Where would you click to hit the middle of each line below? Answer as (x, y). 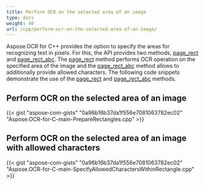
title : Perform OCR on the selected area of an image (76, 12)
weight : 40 (20, 23)
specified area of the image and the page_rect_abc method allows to (93, 66)
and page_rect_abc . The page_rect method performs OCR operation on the (101, 59)
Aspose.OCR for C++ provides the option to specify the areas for (88, 46)
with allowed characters (53, 148)
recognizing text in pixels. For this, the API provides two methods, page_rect (102, 53)
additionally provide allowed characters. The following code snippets (93, 72)
